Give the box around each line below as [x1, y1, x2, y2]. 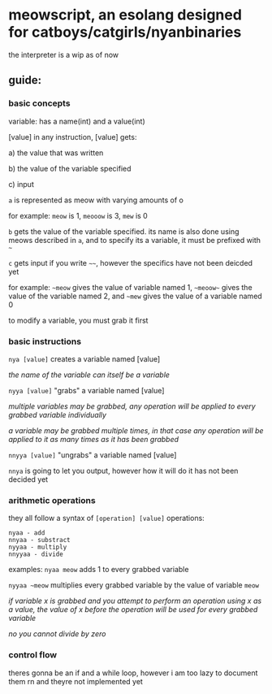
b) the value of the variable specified [8, 163, 132, 173]
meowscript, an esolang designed [8, 6, 242, 24]
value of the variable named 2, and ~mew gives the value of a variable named [8, 291, 262, 301]
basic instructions [8, 336, 82, 347]
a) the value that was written [8, 148, 104, 158]
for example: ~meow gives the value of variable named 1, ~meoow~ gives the [8, 282, 253, 292]
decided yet [8, 474, 49, 484]
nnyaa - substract [8, 536, 71, 544]
